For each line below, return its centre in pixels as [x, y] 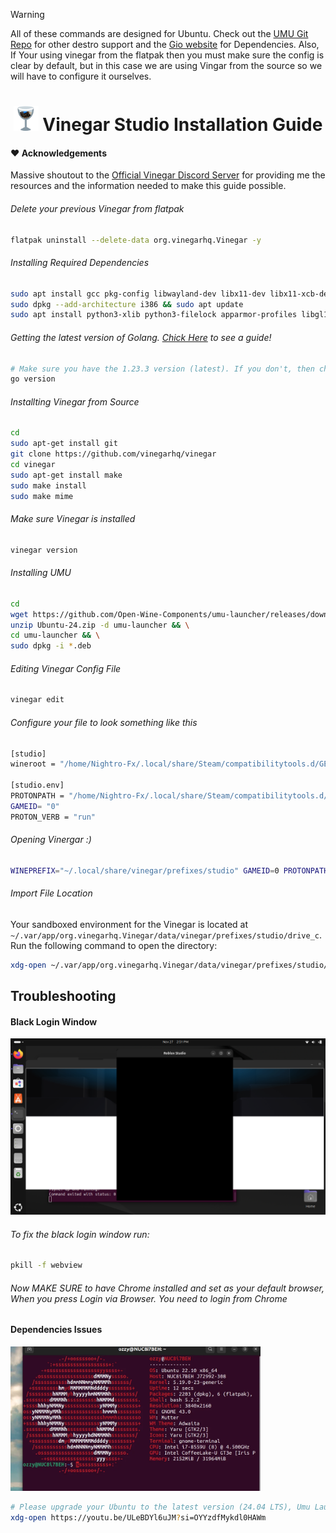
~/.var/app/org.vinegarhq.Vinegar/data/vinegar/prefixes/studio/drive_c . [166, 935]
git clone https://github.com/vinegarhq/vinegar [113, 454]
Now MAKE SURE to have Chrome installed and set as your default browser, [167, 1288]
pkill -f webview [46, 1265]
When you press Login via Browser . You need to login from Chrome [149, 1298]
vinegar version [44, 550]
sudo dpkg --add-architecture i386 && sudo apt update [127, 304]
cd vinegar [33, 465]
